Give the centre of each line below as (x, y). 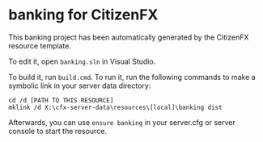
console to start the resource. (58, 131)
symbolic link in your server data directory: (80, 86)
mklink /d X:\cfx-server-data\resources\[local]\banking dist (115, 107)
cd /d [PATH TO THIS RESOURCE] (61, 100)
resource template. (40, 45)
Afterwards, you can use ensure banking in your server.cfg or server (122, 122)
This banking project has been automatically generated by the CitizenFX (129, 37)
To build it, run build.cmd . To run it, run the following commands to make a (132, 77)
